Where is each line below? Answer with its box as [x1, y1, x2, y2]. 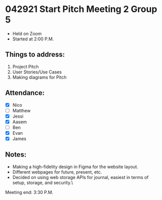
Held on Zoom [12, 30, 42, 36]
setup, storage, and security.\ [12, 180, 73, 186]
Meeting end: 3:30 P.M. [5, 189, 53, 195]
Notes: [5, 151, 26, 159]
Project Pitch [12, 63, 39, 69]
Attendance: [5, 89, 45, 97]
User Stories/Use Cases [12, 69, 62, 75]
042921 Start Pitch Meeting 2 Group [5, 3, 158, 15]
